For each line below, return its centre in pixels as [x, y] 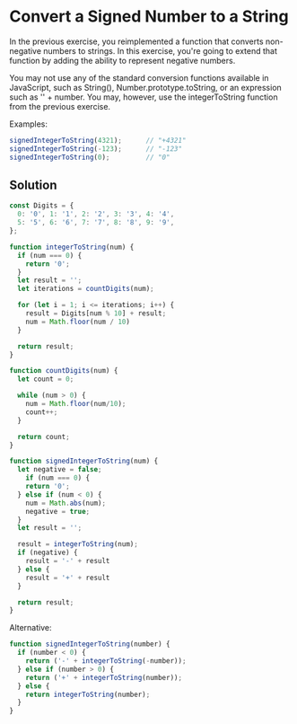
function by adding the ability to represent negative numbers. [122, 60]
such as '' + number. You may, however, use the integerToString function [144, 97]
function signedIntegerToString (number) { [90, 644]
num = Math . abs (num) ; [66, 503]
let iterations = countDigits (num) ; [86, 289]
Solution [33, 185]
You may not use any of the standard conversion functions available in [139, 77]
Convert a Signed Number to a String [149, 17]
